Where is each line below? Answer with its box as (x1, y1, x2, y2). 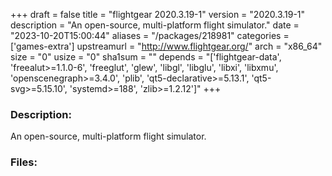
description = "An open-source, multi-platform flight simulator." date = (10, 19, 300, 31)
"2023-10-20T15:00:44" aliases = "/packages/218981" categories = (10, 30, 290, 41)
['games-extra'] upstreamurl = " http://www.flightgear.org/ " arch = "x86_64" (10, 40, 323, 52)
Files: (10, 155, 38, 169)
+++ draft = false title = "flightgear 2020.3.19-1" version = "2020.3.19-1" (10, 9, 306, 20)
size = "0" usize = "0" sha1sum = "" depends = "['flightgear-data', (10, 51, 282, 63)
